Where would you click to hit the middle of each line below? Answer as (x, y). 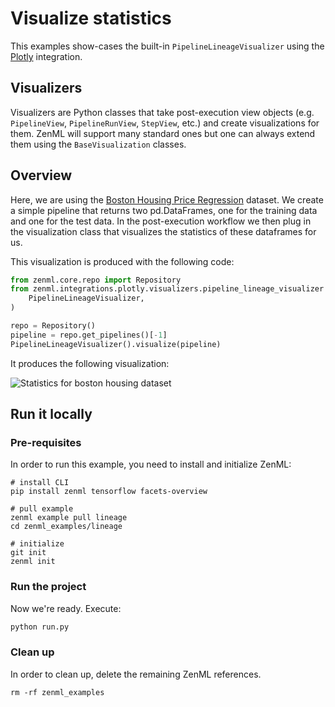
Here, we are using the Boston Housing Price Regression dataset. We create (167, 199)
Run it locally (51, 414)
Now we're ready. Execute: (66, 608)
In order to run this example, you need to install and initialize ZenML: (151, 464)
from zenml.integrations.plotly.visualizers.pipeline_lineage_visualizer (167, 289)
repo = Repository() (53, 326)
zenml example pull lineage (69, 518)
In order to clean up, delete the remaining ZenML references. (136, 674)
